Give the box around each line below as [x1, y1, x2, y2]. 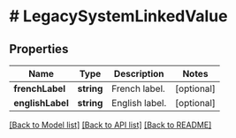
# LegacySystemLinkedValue [9, 6, 228, 27]
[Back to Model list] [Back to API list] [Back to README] [9, 119, 212, 130]
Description [113, 68, 165, 80]
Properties [9, 42, 69, 57]
